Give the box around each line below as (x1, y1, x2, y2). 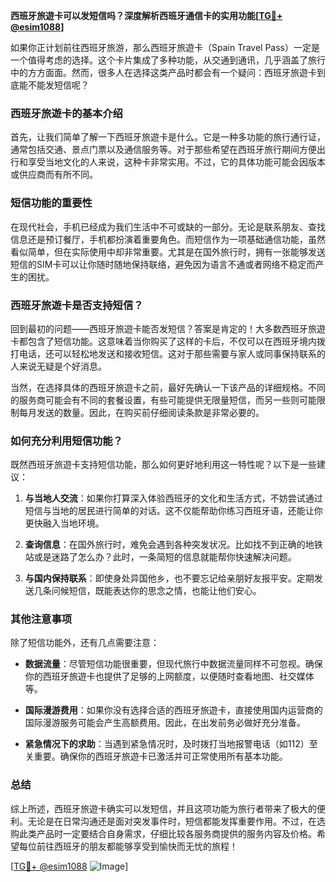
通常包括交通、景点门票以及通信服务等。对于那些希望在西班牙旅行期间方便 (10, 144, 317, 156)
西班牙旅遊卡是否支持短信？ (10, 298, 144, 312)
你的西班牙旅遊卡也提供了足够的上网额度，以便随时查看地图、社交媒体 (24, 670, 315, 683)
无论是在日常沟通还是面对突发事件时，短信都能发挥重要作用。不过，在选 (27, 815, 326, 827)
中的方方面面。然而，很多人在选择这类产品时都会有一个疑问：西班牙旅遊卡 (10, 67, 317, 78)
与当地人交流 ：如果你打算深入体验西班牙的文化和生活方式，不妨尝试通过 (24, 492, 323, 504)
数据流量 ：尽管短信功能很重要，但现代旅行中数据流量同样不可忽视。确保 (24, 658, 323, 670)
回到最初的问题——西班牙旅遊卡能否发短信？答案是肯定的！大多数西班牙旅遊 (10, 322, 326, 334)
